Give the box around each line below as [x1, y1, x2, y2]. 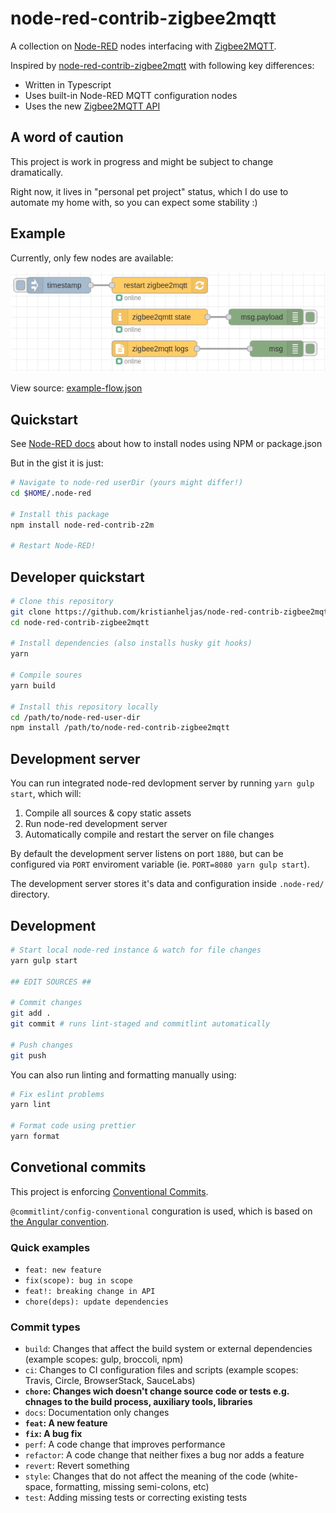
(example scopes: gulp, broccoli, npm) [24, 1353, 184, 1366]
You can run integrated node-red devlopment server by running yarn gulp [10, 777, 315, 789]
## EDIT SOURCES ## [10, 977, 92, 987]
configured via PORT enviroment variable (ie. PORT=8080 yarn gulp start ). [10, 858, 310, 871]
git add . [10, 1008, 52, 1019]
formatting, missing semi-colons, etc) [54, 1481, 210, 1493]
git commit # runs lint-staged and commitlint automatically [10, 1019, 271, 1029]
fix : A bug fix [24, 1428, 83, 1440]
